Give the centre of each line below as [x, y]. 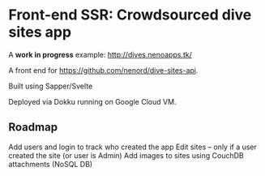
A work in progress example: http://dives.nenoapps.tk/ [100, 54]
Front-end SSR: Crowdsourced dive [130, 15]
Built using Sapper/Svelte [51, 86]
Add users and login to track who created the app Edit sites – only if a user [133, 147]
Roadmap [33, 127]
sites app [40, 32]
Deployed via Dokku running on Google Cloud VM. [92, 101]
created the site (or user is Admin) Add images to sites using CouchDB [126, 155]
